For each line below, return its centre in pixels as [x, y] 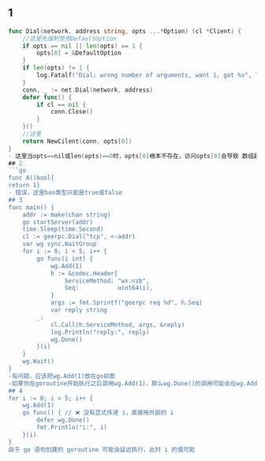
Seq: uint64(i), [109, 288]
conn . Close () [71, 112]
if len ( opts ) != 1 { [56, 68]
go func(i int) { [65, 259]
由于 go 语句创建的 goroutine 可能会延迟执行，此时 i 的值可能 [102, 449]
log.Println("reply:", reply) [100, 332]
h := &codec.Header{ [84, 273]
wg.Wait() [39, 362]
